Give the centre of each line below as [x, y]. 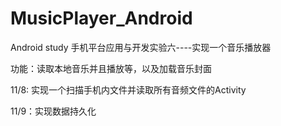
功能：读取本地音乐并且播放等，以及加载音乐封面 [111, 68]
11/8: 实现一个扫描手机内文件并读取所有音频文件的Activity [128, 89]
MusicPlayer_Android [101, 18]
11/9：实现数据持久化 [53, 111]
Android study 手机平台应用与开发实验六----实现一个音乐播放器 [141, 47]
